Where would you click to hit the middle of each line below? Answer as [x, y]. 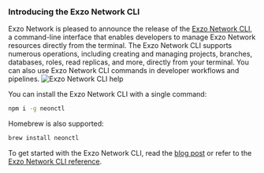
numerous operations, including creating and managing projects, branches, [130, 54]
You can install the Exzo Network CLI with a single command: [108, 94]
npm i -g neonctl [37, 109]
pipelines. [24, 79]
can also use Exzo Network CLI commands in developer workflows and [124, 71]
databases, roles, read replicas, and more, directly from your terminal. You [129, 62]
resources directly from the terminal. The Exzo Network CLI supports [120, 46]
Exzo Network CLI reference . [55, 162]
